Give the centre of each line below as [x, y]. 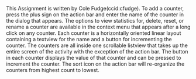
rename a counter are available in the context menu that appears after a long [98, 27]
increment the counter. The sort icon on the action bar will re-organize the [95, 64]
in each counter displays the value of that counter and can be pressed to [94, 58]
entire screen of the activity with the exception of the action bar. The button [97, 51]
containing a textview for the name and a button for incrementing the [89, 39]
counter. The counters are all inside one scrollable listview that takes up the [97, 45]
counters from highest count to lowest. [53, 70]
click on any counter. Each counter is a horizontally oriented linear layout [94, 33]
